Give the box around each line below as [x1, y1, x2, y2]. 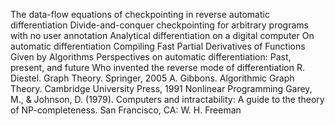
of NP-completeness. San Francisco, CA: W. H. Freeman [10, 104, 242, 116]
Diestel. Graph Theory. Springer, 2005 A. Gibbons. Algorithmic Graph [10, 72, 295, 84]
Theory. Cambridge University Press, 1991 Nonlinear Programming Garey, [10, 83, 313, 94]
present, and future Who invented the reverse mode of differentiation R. [10, 62, 305, 73]
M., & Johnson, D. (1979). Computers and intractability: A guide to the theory [10, 94, 325, 105]
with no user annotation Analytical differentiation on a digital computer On [10, 30, 315, 41]
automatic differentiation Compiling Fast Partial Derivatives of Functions [10, 40, 306, 52]
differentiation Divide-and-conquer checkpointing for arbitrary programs [10, 19, 309, 31]
